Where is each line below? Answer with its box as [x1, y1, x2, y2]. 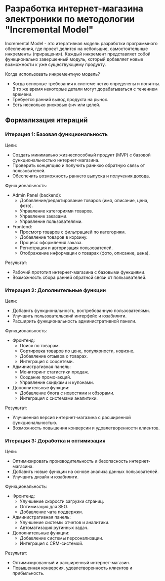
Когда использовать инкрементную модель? [5, 71, 100, 77]
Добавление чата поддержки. [19, 509, 83, 515]
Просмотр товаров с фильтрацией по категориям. [19, 229, 126, 235]
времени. [12, 91, 33, 97]
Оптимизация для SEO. [19, 504, 68, 510]
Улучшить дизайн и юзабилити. [12, 474, 79, 480]
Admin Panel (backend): [12, 192, 62, 198]
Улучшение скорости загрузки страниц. [19, 498, 105, 504]
